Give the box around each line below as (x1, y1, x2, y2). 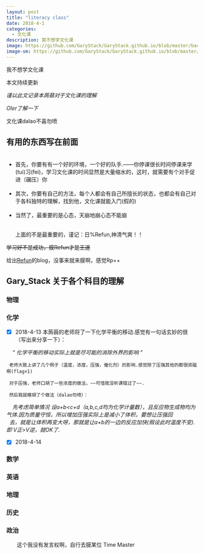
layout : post (6, 8, 39, 15)
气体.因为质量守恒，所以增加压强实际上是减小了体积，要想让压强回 (6, 411, 173, 419)
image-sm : (6, 49, 32, 55)
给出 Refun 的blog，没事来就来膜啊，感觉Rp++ (6, 256, 120, 264)
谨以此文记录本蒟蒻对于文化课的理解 (6, 92, 97, 99)
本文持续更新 (6, 78, 38, 86)
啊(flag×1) (6, 368, 33, 375)
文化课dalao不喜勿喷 (6, 117, 58, 124)
